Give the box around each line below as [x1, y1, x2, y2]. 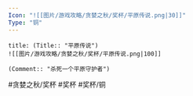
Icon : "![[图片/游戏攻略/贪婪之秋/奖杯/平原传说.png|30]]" [8, 11, 187, 20]
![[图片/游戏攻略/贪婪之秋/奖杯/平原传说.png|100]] [8, 50, 162, 58]
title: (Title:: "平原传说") [8, 41, 99, 49]
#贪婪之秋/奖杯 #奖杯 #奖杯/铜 [8, 80, 106, 89]
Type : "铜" [8, 19, 43, 27]
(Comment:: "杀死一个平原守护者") [8, 65, 111, 73]
